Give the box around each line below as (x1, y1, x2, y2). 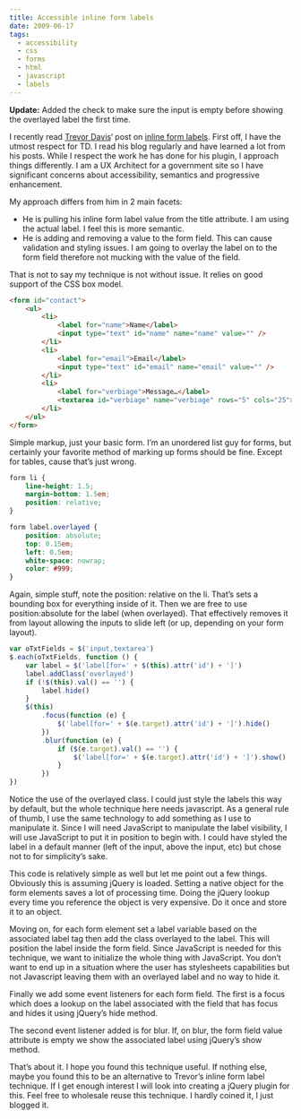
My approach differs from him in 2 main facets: (9, 196, 183, 207)
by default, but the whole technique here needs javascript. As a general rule (9, 804, 289, 813)
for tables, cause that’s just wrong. (9, 456, 137, 467)
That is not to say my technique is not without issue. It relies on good (9, 269, 263, 280)
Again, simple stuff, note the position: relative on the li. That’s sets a (9, 589, 258, 600)
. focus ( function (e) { (41, 711, 126, 720)
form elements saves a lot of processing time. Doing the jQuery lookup (9, 888, 271, 898)
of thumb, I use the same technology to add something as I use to (9, 813, 252, 823)
